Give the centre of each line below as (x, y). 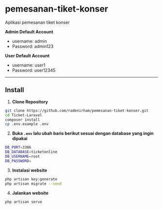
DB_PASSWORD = (18, 161)
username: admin (30, 41)
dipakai (20, 139)
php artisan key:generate (31, 179)
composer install (23, 120)
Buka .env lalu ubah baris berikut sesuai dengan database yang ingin (83, 133)
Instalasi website (30, 170)
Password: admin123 (33, 46)
